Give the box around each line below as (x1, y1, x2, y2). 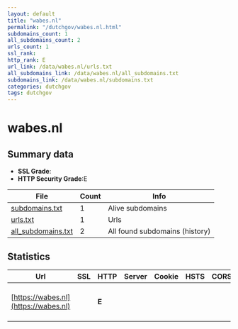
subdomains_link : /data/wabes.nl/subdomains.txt (7, 76, 154, 84)
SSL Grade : (17, 167, 52, 176)
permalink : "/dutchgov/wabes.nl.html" (7, 23, 122, 30)
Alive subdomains (108, 203, 168, 213)
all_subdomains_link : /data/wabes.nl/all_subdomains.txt (7, 69, 179, 77)
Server (123, 271, 147, 281)
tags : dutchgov (7, 89, 52, 96)
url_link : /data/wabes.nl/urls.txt (7, 63, 113, 70)
